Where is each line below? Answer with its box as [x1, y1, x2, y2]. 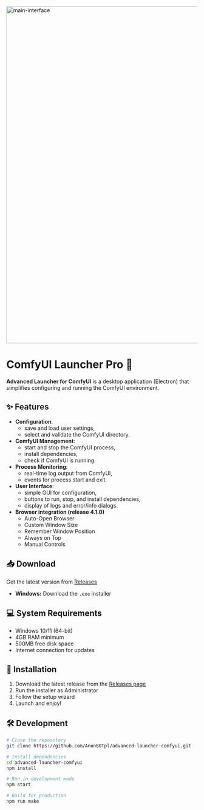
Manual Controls [24, 540, 66, 548]
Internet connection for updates [15, 647, 95, 654]
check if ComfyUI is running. [24, 457, 96, 464]
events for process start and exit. [24, 476, 107, 483]
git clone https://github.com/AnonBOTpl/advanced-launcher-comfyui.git [6, 743, 191, 749]
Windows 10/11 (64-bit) [15, 627, 73, 635]
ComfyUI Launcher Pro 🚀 [6, 358, 134, 372]
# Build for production [6, 792, 67, 799]
